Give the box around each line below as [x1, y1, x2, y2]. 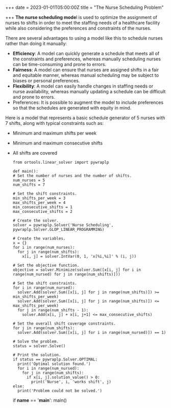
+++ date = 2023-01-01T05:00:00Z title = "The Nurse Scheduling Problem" [5, 5, 164, 10]
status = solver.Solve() [12, 343, 66, 349]
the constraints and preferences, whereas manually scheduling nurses [12, 56, 161, 62]
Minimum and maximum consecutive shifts [12, 140, 103, 146]
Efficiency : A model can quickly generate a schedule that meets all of [12, 51, 160, 56]
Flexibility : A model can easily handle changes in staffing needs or [12, 83, 154, 89]
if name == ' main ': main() [12, 397, 67, 403]
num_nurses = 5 [12, 178, 45, 183]
